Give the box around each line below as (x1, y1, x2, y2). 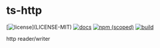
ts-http (6, 4, 42, 17)
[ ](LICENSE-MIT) (6, 23, 72, 31)
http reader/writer (6, 35, 50, 42)
